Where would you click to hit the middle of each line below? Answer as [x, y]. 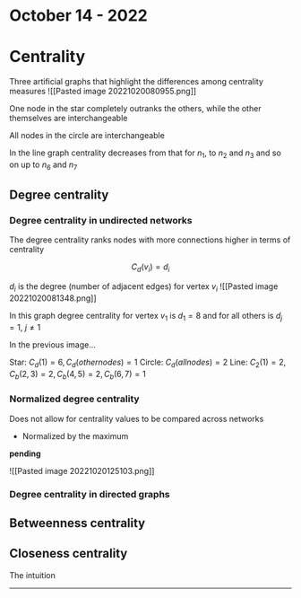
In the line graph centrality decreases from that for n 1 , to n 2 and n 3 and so [146, 154]
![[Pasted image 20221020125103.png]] [82, 470]
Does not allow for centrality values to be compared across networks [137, 418]
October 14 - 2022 [78, 16]
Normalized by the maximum [75, 435]
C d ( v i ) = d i [150, 268]
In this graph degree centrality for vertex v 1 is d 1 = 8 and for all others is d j [146, 317]
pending [26, 453]
